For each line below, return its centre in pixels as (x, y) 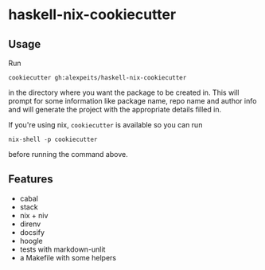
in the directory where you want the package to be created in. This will (124, 92)
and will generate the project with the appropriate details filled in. (115, 110)
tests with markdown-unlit (62, 249)
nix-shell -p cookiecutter (53, 139)
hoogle (31, 241)
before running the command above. (68, 154)
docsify (32, 232)
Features (31, 180)
